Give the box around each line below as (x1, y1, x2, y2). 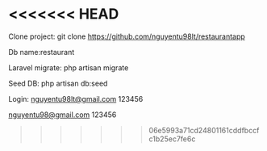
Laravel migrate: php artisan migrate (8, 62, 129, 73)
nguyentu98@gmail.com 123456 (8, 110, 117, 120)
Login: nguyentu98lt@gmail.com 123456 (8, 94, 144, 103)
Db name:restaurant (8, 47, 75, 57)
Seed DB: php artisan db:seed (8, 78, 108, 88)
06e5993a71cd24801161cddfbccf (148, 125, 260, 135)
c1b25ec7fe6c (148, 134, 196, 144)
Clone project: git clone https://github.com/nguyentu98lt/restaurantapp (8, 31, 246, 41)
